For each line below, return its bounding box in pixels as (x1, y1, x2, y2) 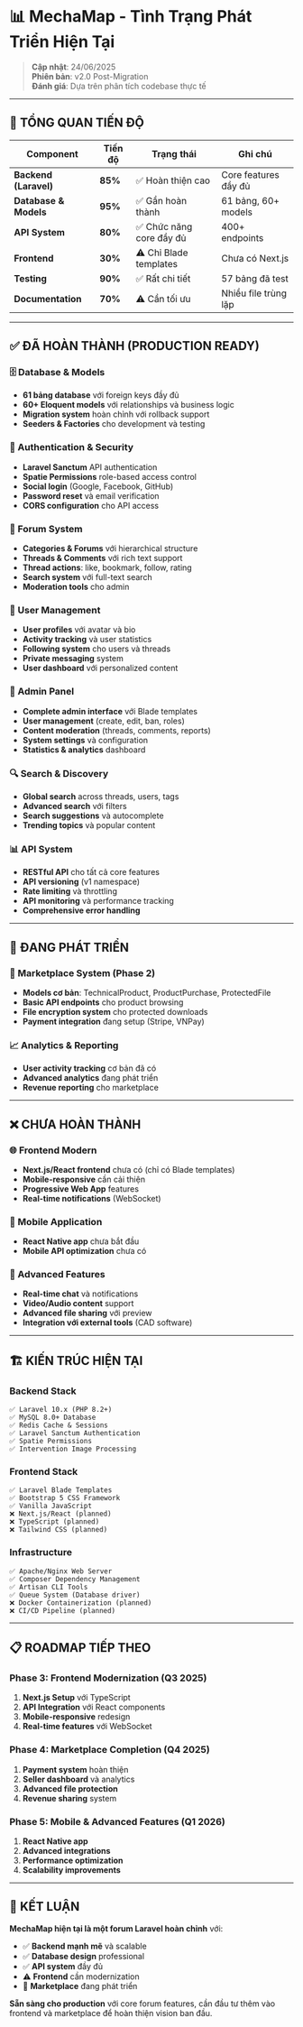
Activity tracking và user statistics (22, 634, 152, 645)
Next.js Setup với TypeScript (22, 1692, 131, 1703)
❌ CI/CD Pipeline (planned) (9, 1606, 116, 1615)
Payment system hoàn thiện (22, 1764, 129, 1774)
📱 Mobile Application (9, 1215, 103, 1228)
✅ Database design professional (22, 1950, 145, 1961)
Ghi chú (238, 147, 272, 160)
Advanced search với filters (22, 800, 128, 811)
